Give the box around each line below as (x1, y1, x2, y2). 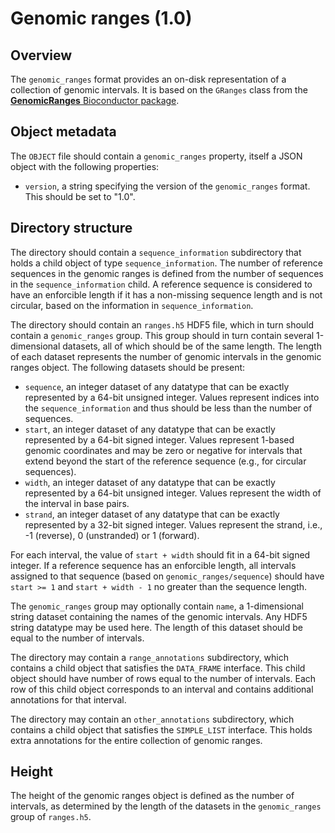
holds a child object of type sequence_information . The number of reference (10, 257, 323, 269)
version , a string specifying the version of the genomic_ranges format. (24, 180, 311, 192)
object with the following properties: (10, 160, 160, 172)
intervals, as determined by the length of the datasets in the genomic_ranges (10, 800, 322, 812)
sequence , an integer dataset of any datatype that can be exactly (24, 380, 290, 392)
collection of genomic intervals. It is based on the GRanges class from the (10, 84, 308, 96)
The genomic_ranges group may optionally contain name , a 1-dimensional (10, 600, 304, 612)
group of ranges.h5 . (10, 811, 92, 823)
